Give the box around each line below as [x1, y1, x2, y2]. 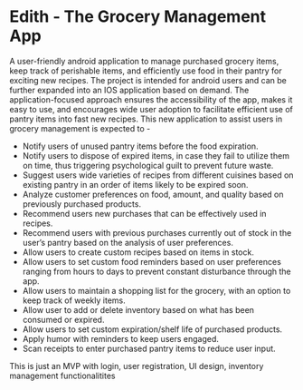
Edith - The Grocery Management [9, 6, 267, 27]
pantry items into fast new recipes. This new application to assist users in [9, 113, 283, 124]
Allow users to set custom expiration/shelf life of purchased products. [22, 324, 283, 335]
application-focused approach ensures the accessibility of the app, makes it [9, 93, 293, 105]
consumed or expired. [22, 314, 105, 325]
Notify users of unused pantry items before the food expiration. [22, 141, 260, 151]
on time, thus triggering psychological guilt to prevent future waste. [22, 160, 274, 171]
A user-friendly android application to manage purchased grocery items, [9, 55, 279, 66]
